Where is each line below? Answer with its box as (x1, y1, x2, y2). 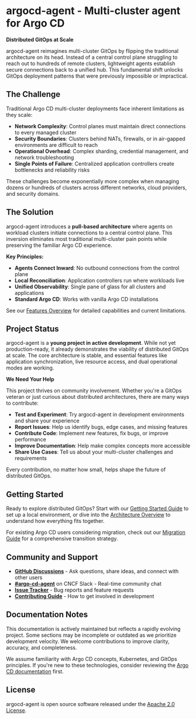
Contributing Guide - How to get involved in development (14, 593, 154, 600)
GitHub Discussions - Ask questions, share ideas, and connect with (14, 568, 179, 574)
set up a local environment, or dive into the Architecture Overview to (6, 511, 171, 518)
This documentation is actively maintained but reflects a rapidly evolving (6, 625, 181, 632)
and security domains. (6, 190, 60, 197)
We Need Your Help (6, 376, 54, 383)
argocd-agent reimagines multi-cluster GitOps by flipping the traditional (6, 47, 179, 54)
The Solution (6, 207, 54, 217)
